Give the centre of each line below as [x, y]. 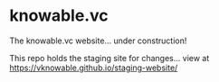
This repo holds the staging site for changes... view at [109, 58]
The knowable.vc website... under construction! [98, 41]
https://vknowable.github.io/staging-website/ [94, 68]
